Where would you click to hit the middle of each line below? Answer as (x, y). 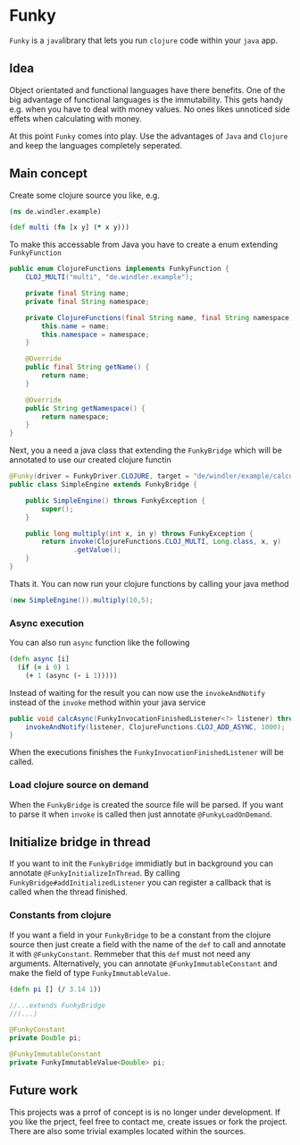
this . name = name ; (75, 326)
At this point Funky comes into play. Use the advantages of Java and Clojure (149, 136)
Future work (44, 1091)
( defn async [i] (39, 659)
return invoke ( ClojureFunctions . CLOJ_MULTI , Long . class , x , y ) (161, 542)
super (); (58, 509)
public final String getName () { (87, 368)
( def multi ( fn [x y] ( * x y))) (69, 228)
